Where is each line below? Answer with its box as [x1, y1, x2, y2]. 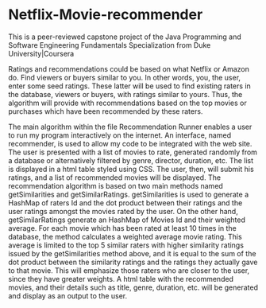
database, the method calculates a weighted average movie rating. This [8, 232, 242, 241]
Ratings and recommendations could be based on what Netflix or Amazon [8, 64, 250, 73]
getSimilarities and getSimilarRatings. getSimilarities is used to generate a [8, 189, 249, 199]
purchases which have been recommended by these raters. [8, 106, 203, 116]
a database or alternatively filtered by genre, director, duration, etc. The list [8, 155, 254, 165]
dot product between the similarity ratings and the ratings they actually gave [8, 257, 258, 267]
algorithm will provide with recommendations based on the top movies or [8, 98, 248, 107]
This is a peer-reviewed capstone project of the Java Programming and [8, 32, 242, 41]
